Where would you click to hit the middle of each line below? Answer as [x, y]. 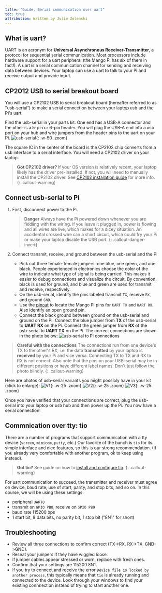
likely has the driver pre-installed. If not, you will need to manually [82, 172]
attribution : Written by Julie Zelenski [46, 18]
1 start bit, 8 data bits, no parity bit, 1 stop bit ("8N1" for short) [73, 517]
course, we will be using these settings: [44, 492]
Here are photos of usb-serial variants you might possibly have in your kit [78, 380]
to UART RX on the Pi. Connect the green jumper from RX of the [83, 325]
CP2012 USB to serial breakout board [62, 91]
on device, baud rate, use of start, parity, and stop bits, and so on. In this [77, 487]
